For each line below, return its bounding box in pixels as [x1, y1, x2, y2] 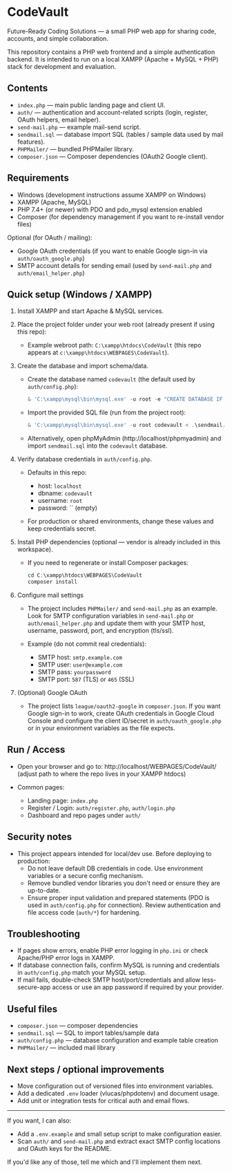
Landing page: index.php [27, 796, 99, 805]
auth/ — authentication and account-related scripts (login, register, [17, 108, 209, 116]
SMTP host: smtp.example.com [37, 653, 123, 661]
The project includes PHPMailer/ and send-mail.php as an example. [27, 604, 217, 612]
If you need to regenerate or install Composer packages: [27, 559, 188, 567]
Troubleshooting [7, 928, 81, 940]
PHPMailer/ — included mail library [17, 1044, 116, 1052]
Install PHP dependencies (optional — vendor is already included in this [17, 538, 221, 546]
